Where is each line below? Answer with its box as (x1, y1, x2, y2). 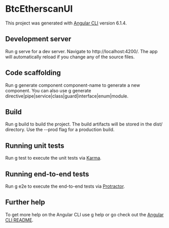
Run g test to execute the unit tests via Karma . (5, 155, 102, 161)
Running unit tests (5, 141, 64, 150)
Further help (5, 198, 46, 207)
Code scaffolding (5, 68, 61, 77)
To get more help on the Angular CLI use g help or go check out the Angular (5, 211, 164, 217)
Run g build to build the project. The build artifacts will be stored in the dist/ (5, 121, 163, 128)
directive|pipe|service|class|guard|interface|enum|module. (5, 93, 128, 99)
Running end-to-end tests (5, 169, 89, 179)
